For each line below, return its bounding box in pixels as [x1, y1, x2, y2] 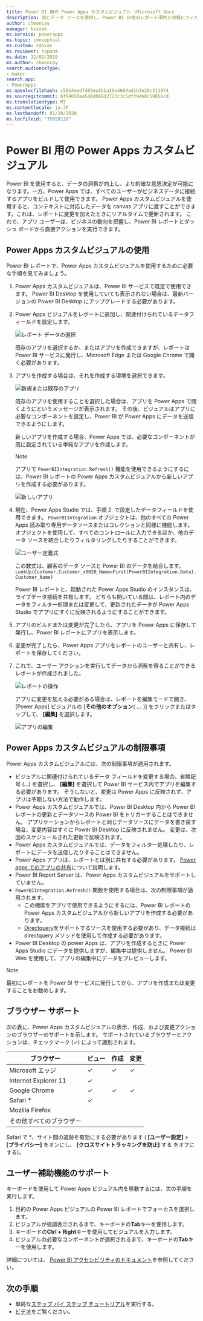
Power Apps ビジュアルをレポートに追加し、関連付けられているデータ [14, 311, 189, 318]
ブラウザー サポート [6, 1006, 80, 1016]
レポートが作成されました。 [14, 670, 85, 677]
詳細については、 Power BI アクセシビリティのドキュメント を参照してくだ [6, 1256, 189, 1263]
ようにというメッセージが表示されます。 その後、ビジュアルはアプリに [20, 405, 196, 412]
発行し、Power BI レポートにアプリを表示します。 [14, 629, 139, 636]
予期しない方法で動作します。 [31, 796, 105, 803]
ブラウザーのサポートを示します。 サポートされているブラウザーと [16, 1030, 182, 1038]
